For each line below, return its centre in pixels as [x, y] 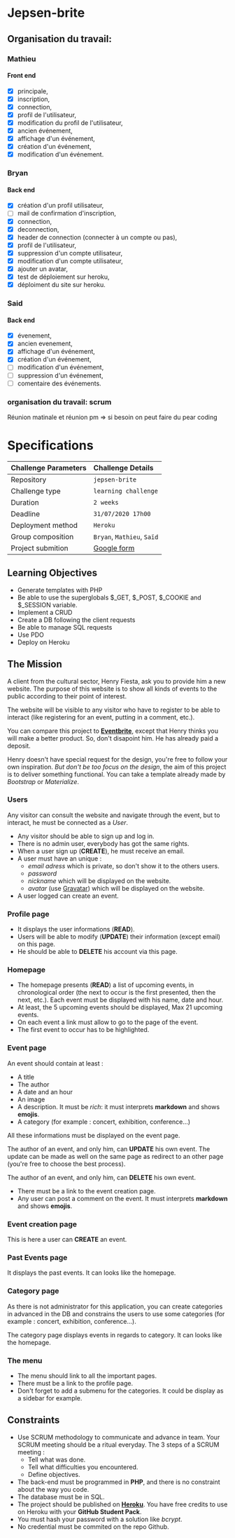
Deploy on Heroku [43, 642]
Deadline [26, 514]
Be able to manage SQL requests [65, 627]
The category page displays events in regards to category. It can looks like [115, 1334]
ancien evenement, [45, 344]
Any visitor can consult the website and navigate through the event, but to [114, 815]
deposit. [19, 745]
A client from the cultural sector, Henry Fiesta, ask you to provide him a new [116, 681]
